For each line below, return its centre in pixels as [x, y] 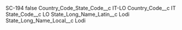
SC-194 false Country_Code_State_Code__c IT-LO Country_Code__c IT [91, 8]
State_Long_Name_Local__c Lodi [46, 21]
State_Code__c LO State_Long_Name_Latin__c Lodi [68, 14]
